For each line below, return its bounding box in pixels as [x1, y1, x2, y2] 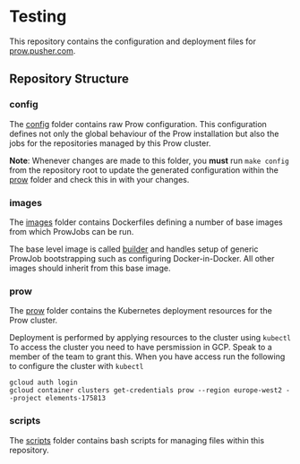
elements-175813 [45, 394, 106, 403]
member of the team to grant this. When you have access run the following [9, 351, 286, 362]
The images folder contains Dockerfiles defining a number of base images [9, 217, 284, 228]
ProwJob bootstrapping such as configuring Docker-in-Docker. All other [9, 253, 275, 263]
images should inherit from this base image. [9, 262, 171, 273]
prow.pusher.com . [9, 45, 76, 56]
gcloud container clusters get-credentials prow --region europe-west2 [9, 386, 282, 395]
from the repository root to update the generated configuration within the [9, 164, 279, 176]
